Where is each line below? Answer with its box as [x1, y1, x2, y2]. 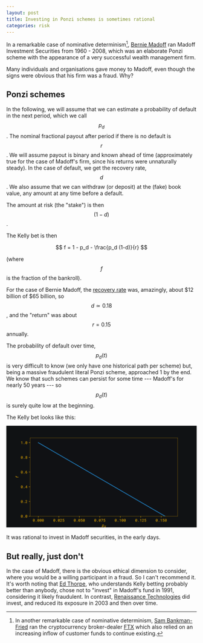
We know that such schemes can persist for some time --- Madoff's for [6, 375, 184, 383]
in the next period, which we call [6, 112, 88, 119]
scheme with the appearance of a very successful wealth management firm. [6, 54, 196, 61]
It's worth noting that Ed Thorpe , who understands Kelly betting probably [6, 580, 188, 587]
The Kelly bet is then [6, 232, 57, 239]
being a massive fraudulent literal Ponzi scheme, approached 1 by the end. [6, 369, 192, 376]
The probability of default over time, [6, 342, 96, 349]
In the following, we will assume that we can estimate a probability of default [6, 105, 197, 113]
